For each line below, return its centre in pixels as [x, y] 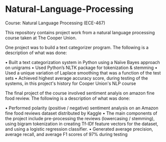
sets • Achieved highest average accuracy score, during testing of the [77, 78]
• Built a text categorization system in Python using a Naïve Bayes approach [83, 62]
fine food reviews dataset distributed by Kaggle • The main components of [81, 113]
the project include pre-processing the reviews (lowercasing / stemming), [80, 118]
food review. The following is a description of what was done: [67, 98]
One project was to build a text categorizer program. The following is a [77, 47]
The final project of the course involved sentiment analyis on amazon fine [80, 93]
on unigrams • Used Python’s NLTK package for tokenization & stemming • [81, 68]
